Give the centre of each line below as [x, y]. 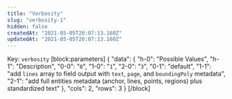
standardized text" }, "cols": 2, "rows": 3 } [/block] [79, 89]
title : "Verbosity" [35, 13]
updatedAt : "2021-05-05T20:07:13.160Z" [65, 39]
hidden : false [28, 26]
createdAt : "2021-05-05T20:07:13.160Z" [65, 33]
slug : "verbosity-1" [37, 20]
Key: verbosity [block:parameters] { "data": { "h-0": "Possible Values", [108, 59]
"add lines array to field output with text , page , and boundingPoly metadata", [116, 74]
